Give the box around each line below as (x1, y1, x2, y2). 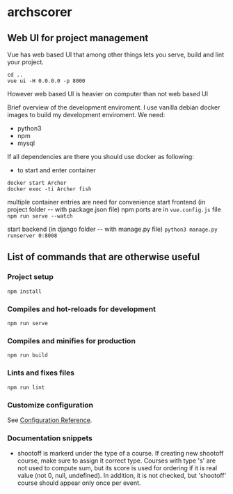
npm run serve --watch (7, 213, 73, 220)
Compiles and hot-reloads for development (7, 304, 156, 314)
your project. (7, 58, 44, 66)
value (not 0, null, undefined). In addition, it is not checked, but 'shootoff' (17, 472, 227, 480)
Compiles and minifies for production (7, 336, 136, 345)
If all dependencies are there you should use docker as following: (7, 153, 195, 160)
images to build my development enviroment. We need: (7, 111, 166, 119)
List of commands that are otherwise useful (7, 251, 200, 263)
